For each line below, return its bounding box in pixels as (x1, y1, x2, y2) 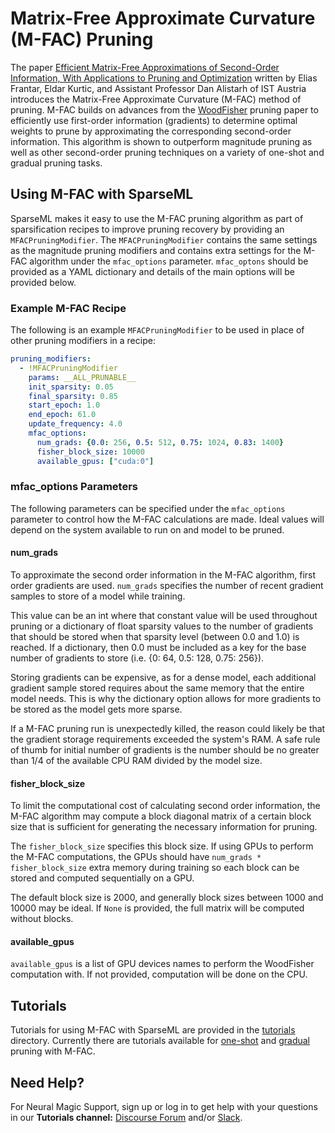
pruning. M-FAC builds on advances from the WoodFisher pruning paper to (10, 103, 319, 116)
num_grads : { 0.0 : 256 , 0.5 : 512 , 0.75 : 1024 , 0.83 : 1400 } (36, 437, 284, 447)
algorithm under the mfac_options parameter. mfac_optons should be (29, 255, 309, 267)
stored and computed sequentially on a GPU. (10, 872, 195, 884)
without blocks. (10, 913, 74, 925)
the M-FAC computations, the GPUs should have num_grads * (10, 851, 262, 863)
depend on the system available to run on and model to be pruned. (10, 523, 285, 536)
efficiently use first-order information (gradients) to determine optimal (10, 114, 298, 126)
